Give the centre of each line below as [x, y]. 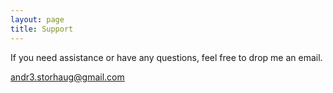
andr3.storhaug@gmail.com [67, 77]
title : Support [42, 29]
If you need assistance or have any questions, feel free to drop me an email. [166, 57]
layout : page [37, 19]
